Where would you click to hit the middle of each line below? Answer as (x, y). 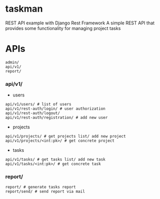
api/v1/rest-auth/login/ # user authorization (55, 109)
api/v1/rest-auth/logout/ (33, 113)
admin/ (12, 62)
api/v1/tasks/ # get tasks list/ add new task (55, 160)
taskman (24, 9)
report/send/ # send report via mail (45, 192)
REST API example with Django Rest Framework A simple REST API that (80, 23)
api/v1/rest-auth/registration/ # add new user (57, 118)
